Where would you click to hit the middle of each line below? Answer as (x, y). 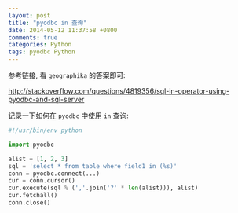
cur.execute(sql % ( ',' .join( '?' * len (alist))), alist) (103, 188)
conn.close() (29, 203)
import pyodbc (31, 145)
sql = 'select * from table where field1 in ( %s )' (93, 166)
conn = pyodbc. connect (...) (54, 174)
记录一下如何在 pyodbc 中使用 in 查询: (69, 116)
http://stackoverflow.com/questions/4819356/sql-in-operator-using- (119, 91)
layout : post (29, 15)
